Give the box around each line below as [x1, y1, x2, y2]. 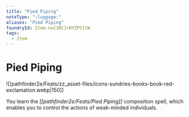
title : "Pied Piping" [6, 8, 59, 15]
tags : [6, 30, 19, 36]
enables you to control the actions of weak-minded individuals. [6, 104, 158, 111]
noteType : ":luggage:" [6, 14, 61, 20]
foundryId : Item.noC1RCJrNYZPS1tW [6, 25, 91, 31]
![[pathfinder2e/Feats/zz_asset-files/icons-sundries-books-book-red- [6, 80, 175, 87]
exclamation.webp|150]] [6, 86, 64, 94]
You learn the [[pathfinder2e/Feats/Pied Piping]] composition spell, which [6, 98, 184, 105]
